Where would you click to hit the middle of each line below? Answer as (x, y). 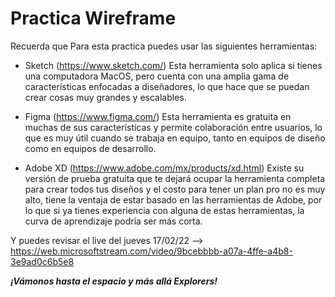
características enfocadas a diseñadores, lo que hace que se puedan (167, 86)
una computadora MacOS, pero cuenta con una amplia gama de (157, 76)
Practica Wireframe (93, 18)
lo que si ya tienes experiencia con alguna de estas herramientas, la (164, 210)
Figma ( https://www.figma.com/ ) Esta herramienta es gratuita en (158, 116)
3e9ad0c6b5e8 (42, 261)
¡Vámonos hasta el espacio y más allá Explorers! (114, 281)
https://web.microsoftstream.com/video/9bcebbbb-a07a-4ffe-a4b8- (151, 251)
